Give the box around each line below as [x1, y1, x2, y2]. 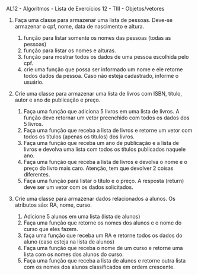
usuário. [23, 78, 44, 86]
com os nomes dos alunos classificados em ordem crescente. [23, 264, 175, 270]
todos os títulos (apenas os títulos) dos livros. [23, 133, 135, 140]
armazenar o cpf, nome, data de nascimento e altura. [14, 23, 145, 30]
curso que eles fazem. [23, 226, 78, 232]
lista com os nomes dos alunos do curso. [23, 251, 124, 258]
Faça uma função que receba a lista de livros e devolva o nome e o [23, 159, 188, 165]
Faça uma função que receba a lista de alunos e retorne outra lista [23, 257, 186, 264]
